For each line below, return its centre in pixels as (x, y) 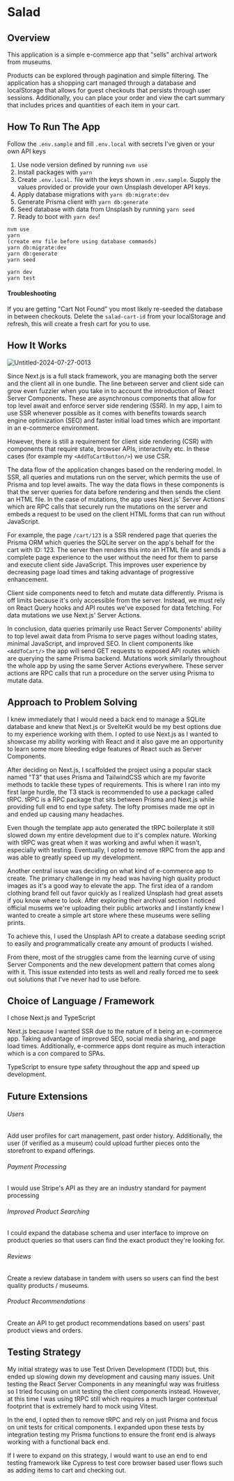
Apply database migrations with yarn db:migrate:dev (93, 194)
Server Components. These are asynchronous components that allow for (112, 398)
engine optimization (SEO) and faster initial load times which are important (114, 420)
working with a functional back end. (58, 1442)
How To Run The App (54, 127)
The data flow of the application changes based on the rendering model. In (115, 469)
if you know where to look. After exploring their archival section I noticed (111, 900)
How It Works (37, 346)
